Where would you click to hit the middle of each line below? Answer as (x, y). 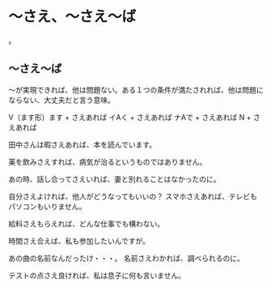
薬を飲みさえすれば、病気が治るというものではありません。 (108, 161)
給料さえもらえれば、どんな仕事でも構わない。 (86, 223)
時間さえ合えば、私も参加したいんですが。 (79, 241)
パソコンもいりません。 (47, 206)
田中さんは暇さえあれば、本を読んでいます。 (82, 144)
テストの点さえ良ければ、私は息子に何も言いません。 (97, 275)
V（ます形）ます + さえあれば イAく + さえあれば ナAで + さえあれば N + (130, 117)
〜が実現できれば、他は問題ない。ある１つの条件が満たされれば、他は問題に (136, 89)
